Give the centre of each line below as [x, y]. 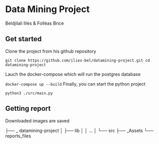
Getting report [28, 109]
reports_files [18, 136]
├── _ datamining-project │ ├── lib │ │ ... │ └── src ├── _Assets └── [79, 130]
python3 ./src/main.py [29, 93]
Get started [23, 39]
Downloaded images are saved [37, 121]
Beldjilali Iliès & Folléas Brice [35, 23]
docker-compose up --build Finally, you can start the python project [75, 84]
